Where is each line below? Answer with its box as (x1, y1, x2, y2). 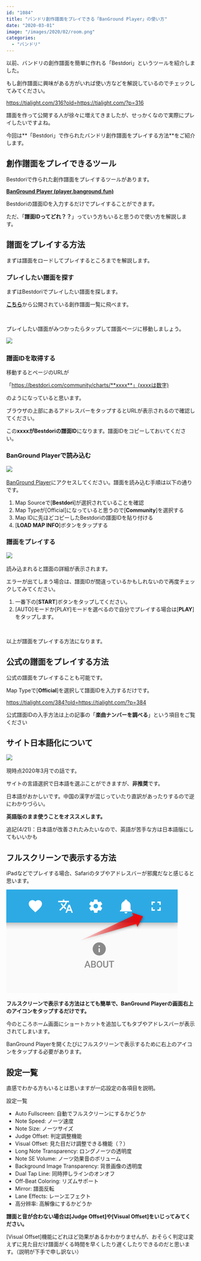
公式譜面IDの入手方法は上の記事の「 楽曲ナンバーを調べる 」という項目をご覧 (6, 711, 196, 718)
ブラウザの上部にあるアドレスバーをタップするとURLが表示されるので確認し (6, 407, 196, 415)
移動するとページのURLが (6, 369, 70, 376)
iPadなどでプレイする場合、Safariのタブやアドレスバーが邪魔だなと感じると (6, 870, 194, 877)
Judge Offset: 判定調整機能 (14, 1132, 82, 1140)
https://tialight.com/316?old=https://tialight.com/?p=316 (6, 99, 144, 106)
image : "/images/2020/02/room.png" (6, 29, 95, 35)
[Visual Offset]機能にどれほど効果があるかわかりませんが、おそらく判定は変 (6, 1233, 194, 1241)
